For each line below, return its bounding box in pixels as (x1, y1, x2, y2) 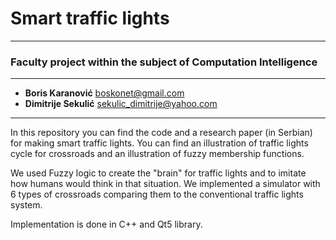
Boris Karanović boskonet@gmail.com (24, 87, 185, 99)
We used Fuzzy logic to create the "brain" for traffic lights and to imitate (10, 167, 307, 179)
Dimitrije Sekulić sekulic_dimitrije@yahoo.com (24, 98, 218, 110)
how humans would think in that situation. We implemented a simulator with (10, 178, 321, 190)
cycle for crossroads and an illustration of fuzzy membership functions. (10, 148, 305, 160)
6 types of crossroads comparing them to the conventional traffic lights (10, 188, 304, 201)
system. (10, 199, 43, 211)
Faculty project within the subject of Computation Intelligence (10, 55, 318, 69)
